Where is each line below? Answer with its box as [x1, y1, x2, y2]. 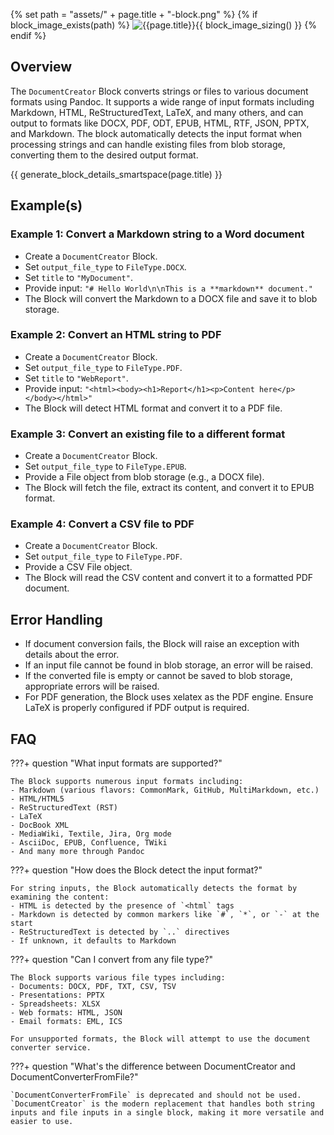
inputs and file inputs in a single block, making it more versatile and [10, 1108, 325, 1118]
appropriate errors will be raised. [24, 680, 160, 693]
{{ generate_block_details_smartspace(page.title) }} [10, 168, 223, 180]
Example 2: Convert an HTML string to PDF [10, 328, 222, 342]
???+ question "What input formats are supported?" [10, 757, 223, 769]
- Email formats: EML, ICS [10, 1017, 123, 1027]
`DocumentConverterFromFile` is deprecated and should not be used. [10, 1090, 302, 1101]
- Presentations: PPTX [10, 990, 105, 1001]
